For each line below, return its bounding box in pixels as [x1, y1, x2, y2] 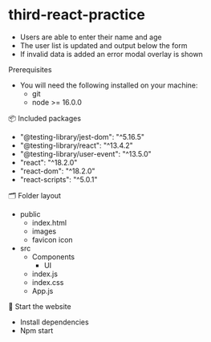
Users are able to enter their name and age [19, 32, 162, 42]
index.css [31, 277, 64, 287]
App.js [31, 286, 54, 295]
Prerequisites [8, 64, 52, 74]
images [31, 226, 57, 236]
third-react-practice [8, 6, 146, 24]
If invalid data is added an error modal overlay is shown [19, 49, 203, 59]
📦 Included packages [8, 113, 82, 123]
